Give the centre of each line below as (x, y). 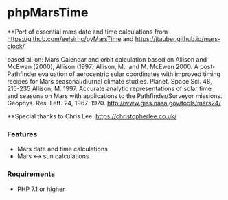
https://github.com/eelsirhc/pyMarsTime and (70, 38)
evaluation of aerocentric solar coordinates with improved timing (129, 74)
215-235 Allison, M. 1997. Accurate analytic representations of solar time (109, 88)
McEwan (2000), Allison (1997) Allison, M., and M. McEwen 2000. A (103, 66)
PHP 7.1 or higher (41, 189)
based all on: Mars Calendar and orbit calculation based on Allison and (107, 59)
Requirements (31, 174)
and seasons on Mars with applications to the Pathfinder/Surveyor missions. (115, 96)
